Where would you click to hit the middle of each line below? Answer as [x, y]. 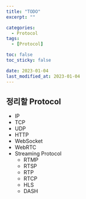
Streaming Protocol [38, 154]
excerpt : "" [21, 17]
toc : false [19, 55]
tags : [13, 39]
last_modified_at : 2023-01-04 [43, 76]
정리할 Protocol [34, 102]
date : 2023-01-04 [27, 71]
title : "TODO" [24, 11]
